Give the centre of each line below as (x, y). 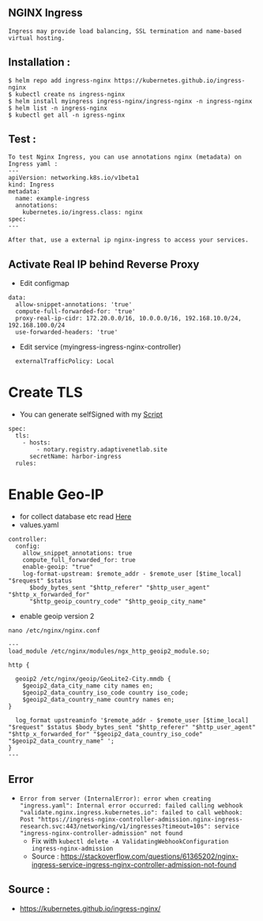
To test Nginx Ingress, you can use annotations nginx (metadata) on (125, 157)
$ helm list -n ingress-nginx (58, 108)
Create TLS (45, 393)
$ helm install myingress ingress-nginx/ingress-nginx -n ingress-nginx (130, 101)
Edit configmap (44, 283)
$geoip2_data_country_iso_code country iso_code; (106, 693)
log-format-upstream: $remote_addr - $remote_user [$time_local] (132, 574)
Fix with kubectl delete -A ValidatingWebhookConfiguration (130, 841)
